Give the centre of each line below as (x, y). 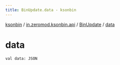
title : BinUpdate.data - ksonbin (41, 10)
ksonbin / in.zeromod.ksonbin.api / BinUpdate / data (60, 24)
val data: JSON (21, 58)
